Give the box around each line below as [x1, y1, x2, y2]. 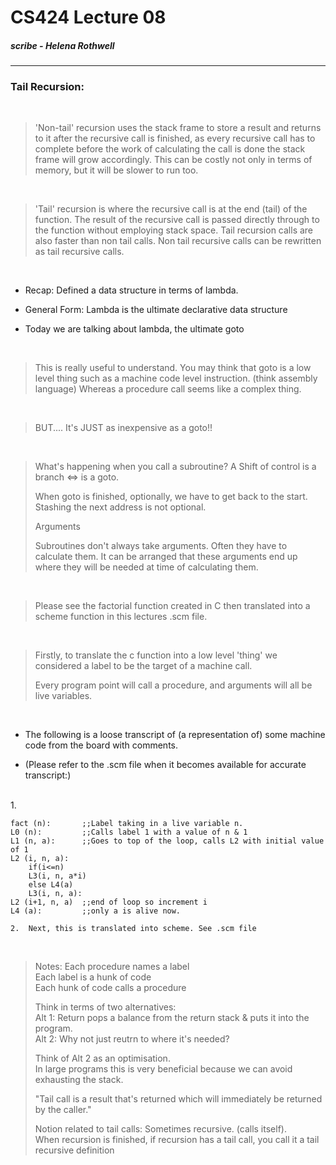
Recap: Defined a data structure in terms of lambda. [24, 284, 239, 296]
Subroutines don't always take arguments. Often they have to [34, 540, 288, 552]
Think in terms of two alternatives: [34, 1001, 177, 1013]
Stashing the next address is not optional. [34, 501, 207, 513]
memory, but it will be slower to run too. [34, 164, 199, 176]
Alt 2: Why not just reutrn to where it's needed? [34, 1033, 230, 1045]
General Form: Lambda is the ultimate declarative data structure [24, 304, 288, 316]
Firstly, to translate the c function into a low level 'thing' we [34, 649, 278, 661]
